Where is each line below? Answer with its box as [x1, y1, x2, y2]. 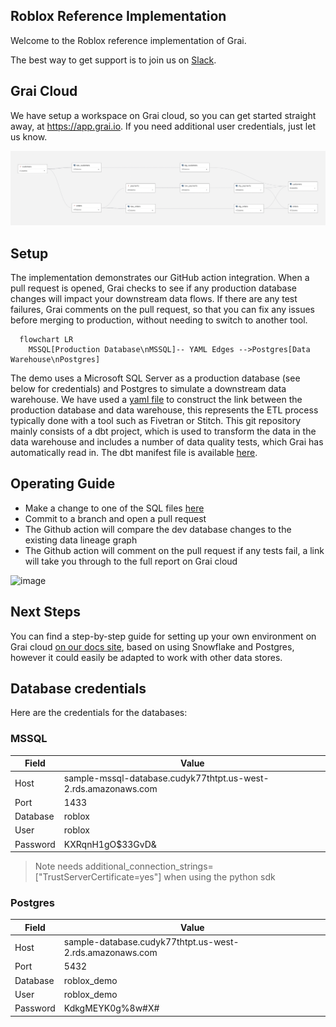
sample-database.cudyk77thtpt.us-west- [63, 936, 240, 948]
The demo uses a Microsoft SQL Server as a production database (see [10, 372, 301, 384]
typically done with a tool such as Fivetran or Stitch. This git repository [10, 415, 301, 427]
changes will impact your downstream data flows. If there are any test [10, 293, 298, 305]
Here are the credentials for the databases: [10, 707, 188, 719]
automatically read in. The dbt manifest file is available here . [10, 447, 258, 459]
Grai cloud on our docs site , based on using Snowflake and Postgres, [10, 640, 295, 653]
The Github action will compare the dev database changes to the [24, 523, 292, 535]
